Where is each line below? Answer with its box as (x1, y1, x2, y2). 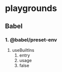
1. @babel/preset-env (5, 36, 57, 43)
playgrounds (5, 3, 57, 14)
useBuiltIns (12, 47, 35, 53)
